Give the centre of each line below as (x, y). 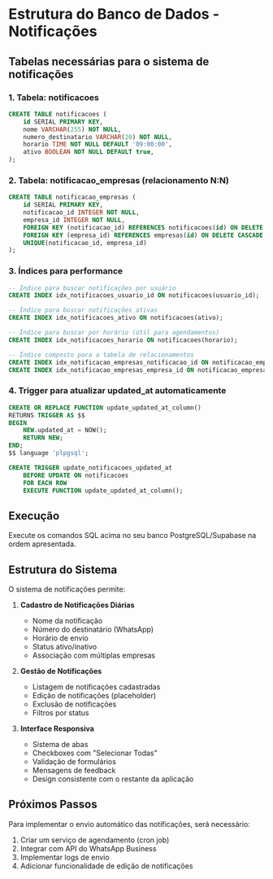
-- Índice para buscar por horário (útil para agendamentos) (114, 333)
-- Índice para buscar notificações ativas (83, 310)
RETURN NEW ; (43, 438)
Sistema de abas (60, 745)
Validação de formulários (74, 762)
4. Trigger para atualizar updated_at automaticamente (117, 391)
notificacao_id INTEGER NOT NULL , (81, 212)
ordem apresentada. (42, 544)
